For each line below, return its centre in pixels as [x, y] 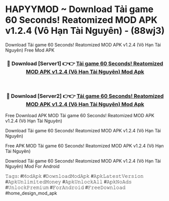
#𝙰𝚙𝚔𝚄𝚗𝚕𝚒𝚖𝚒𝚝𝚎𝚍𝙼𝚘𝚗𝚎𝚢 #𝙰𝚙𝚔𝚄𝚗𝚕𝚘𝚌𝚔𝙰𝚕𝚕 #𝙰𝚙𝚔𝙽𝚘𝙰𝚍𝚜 [69, 182]
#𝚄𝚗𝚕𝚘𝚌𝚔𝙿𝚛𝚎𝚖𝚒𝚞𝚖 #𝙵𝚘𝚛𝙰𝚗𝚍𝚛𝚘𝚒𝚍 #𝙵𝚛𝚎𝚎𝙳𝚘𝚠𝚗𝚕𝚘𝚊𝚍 [65, 187]
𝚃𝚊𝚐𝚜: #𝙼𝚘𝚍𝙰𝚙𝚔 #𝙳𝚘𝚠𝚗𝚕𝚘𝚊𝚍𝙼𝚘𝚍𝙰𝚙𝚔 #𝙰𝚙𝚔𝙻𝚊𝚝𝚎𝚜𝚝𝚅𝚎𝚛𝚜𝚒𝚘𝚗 [75, 176]
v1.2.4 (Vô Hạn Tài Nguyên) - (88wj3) [85, 31]
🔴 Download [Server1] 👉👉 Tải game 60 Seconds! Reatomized [85, 63]
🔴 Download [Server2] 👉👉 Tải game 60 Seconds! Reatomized [85, 96]
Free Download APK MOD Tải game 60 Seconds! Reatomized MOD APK [80, 115]
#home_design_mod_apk [31, 193]
